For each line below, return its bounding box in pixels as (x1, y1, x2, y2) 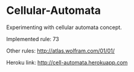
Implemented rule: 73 (6, 35, 59, 42)
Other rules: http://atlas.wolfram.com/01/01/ (6, 47, 115, 54)
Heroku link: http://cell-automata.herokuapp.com (6, 59, 128, 66)
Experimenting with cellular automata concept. (6, 24, 122, 31)
